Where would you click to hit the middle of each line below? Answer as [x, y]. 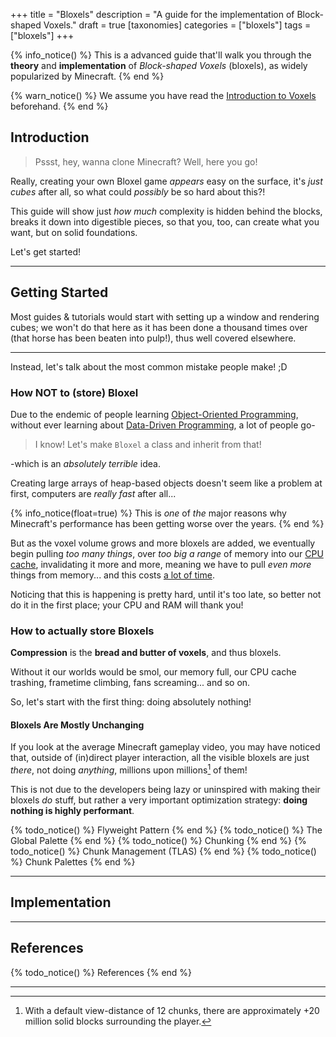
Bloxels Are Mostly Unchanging [77, 725]
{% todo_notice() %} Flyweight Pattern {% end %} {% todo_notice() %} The [166, 830]
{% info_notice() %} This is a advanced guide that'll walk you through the [161, 55]
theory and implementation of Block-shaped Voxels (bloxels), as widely [159, 65]
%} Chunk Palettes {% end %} [73, 862]
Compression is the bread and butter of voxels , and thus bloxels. [146, 653]
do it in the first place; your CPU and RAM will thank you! [127, 605]
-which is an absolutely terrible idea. [85, 463]
